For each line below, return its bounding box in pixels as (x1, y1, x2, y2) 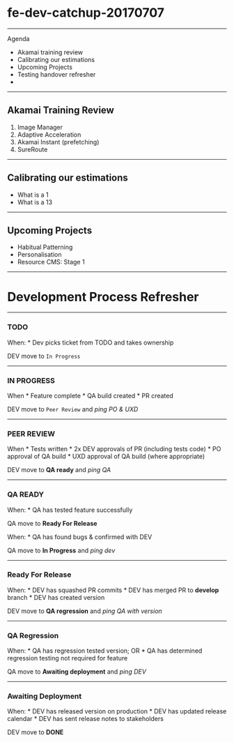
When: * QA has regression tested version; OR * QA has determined (7, 646, 203, 655)
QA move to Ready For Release (7, 519, 97, 527)
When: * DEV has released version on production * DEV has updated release (7, 707, 227, 715)
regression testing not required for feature (7, 654, 128, 662)
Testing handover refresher (17, 70, 96, 78)
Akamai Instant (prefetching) (17, 137, 100, 146)
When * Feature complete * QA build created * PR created (7, 391, 174, 400)
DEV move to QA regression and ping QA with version (7, 607, 162, 615)
